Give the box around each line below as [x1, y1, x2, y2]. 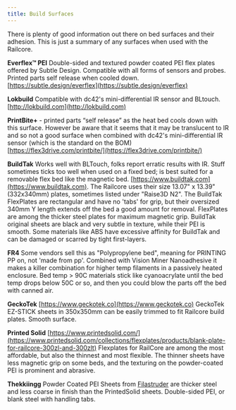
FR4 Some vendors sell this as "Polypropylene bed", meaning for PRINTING [7, 248, 227, 257]
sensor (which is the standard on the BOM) [7, 139, 132, 147]
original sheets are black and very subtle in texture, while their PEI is [7, 220, 206, 228]
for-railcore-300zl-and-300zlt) [7, 344, 97, 352]
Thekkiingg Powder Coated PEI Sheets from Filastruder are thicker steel [7, 380, 217, 388]
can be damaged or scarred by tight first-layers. [7, 235, 147, 243]
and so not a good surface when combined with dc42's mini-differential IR [7, 131, 223, 139]
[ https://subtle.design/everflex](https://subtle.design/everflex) [7, 81, 188, 89]
